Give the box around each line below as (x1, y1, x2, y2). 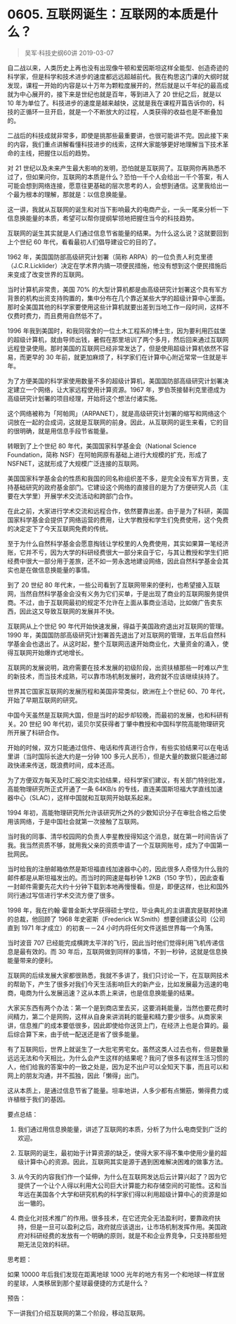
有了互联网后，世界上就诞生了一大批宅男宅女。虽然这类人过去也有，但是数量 (7, 1045, 229, 1053)
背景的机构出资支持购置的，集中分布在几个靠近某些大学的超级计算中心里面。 (7, 293, 229, 303)
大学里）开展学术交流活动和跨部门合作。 (19, 492, 137, 500)
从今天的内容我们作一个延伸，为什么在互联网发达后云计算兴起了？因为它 (17, 1172, 227, 1180)
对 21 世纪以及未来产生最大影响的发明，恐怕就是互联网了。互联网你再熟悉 (7, 163, 221, 172)
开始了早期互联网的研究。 (7, 696, 81, 704)
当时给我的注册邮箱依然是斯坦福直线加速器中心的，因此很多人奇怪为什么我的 (7, 865, 229, 873)
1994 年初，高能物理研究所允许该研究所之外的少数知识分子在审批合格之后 (7, 808, 221, 817)
